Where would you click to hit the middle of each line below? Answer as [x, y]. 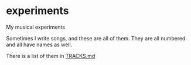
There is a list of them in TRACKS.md [51, 56]
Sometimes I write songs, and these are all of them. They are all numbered [96, 38]
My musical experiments [36, 27]
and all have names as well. [39, 45]
